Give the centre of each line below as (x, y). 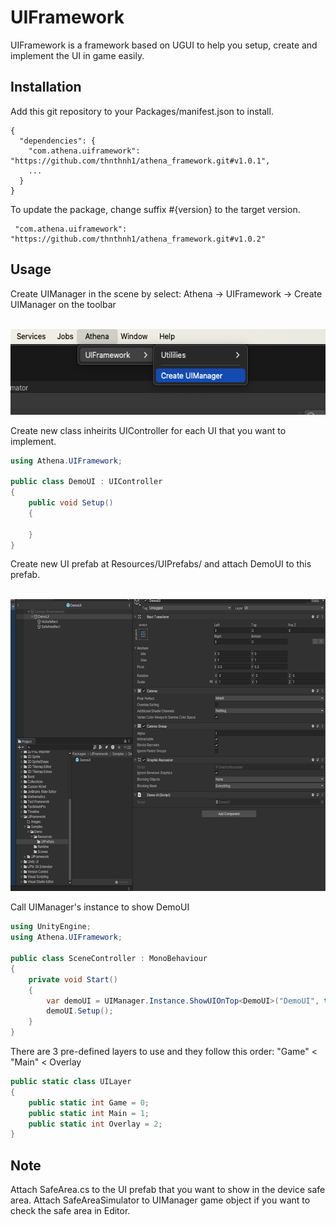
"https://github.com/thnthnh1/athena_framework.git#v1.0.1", (140, 161)
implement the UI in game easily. (77, 55)
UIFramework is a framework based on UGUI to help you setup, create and (164, 45)
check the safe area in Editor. (70, 1211)
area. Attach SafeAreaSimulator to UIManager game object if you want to (160, 1200)
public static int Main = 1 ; (89, 1113)
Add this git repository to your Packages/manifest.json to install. (142, 111)
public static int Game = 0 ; (89, 1102)
